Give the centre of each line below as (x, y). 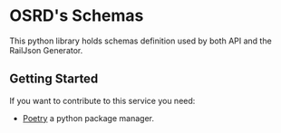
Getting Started (54, 79)
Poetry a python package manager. (88, 118)
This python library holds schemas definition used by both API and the (140, 41)
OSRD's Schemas (77, 16)
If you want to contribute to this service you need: (102, 100)
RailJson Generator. (46, 50)
